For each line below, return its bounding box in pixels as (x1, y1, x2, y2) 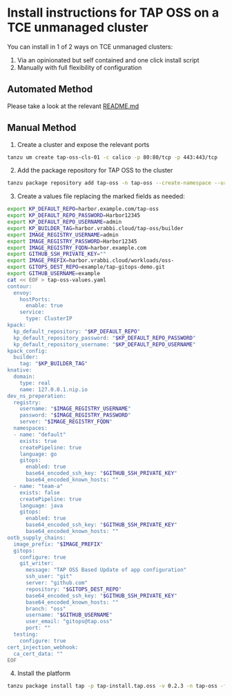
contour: (7, 283, 32, 290)
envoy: (13, 289, 32, 296)
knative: (7, 367, 32, 374)
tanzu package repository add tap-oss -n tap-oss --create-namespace (7, 180, 212, 186)
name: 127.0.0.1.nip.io (19, 386, 88, 393)
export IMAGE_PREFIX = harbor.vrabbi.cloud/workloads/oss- (7, 257, 175, 264)
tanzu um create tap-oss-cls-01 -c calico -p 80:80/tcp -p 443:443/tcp (7, 154, 217, 161)
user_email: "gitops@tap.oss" (25, 618, 113, 625)
